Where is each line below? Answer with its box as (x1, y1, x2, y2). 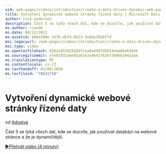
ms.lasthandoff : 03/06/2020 (5, 67, 63, 72)
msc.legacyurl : (5, 39, 37, 44)
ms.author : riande (5, 26, 43, 31)
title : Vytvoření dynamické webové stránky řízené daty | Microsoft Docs (5, 12, 161, 17)
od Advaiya (5, 119, 28, 125)
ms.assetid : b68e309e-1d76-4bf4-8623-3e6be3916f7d (5, 35, 112, 40)
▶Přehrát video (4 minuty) (5, 143, 59, 149)
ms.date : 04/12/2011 (5, 30, 48, 35)
